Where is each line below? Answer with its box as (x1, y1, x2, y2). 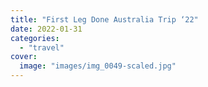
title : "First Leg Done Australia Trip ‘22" (10, 14, 199, 25)
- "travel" (19, 42, 65, 53)
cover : (10, 52, 38, 62)
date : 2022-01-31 (10, 24, 83, 34)
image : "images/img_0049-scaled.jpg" (19, 61, 177, 71)
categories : (10, 33, 60, 43)
